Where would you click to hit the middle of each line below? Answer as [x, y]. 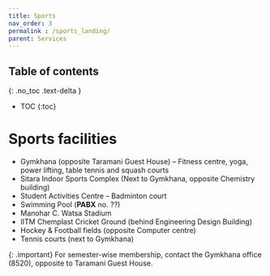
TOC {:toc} [38, 107]
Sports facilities [63, 139]
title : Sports [32, 16]
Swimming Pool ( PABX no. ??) [70, 204]
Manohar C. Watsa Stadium [66, 213]
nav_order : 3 [30, 23]
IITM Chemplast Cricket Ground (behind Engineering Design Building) [136, 222]
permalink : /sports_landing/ [60, 31]
